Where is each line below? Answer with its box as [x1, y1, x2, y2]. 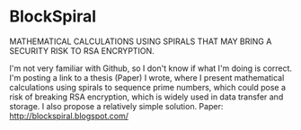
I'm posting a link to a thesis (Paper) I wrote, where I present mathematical [9, 72, 285, 82]
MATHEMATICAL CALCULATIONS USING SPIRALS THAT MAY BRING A [9, 36, 272, 47]
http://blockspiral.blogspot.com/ [9, 110, 128, 121]
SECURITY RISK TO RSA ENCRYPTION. [9, 45, 155, 56]
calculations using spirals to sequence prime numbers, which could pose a [9, 82, 286, 92]
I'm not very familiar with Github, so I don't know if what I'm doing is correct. [9, 63, 293, 74]
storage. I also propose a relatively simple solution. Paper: [9, 100, 224, 111]
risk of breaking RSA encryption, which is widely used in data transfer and [9, 91, 284, 102]
